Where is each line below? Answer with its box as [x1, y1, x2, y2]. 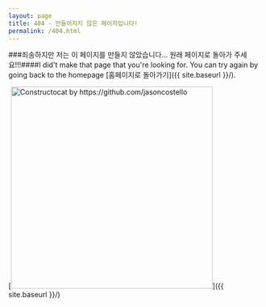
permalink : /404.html [8, 27, 81, 35]
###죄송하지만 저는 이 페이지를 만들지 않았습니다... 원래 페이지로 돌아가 [8, 50, 232, 60]
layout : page [8, 11, 52, 20]
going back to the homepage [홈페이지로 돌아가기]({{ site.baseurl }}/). [8, 70, 236, 80]
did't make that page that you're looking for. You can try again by [43, 60, 259, 69]
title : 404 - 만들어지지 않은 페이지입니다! [8, 19, 139, 27]
